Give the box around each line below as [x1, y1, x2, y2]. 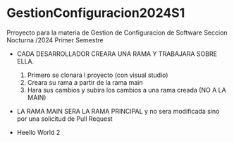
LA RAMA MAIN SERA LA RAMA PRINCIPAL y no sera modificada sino [16, 107, 220, 115]
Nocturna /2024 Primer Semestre [6, 35, 104, 44]
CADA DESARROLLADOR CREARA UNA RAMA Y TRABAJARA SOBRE [16, 49, 218, 58]
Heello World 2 [16, 128, 61, 136]
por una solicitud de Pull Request [16, 114, 113, 123]
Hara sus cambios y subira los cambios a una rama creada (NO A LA [27, 85, 226, 94]
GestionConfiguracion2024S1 [6, 5, 185, 21]
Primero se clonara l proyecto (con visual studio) [27, 71, 168, 79]
